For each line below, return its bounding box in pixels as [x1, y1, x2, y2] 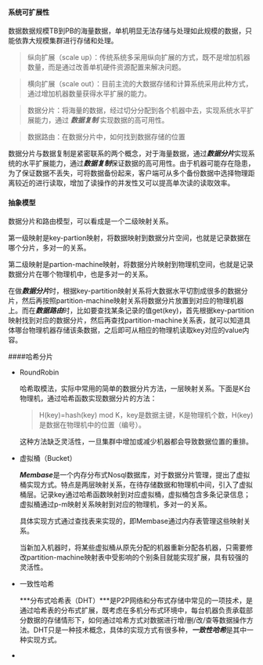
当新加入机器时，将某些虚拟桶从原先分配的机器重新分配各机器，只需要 [19, 543, 247, 553]
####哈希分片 [8, 352, 53, 361]
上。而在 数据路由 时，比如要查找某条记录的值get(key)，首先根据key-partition [8, 306, 254, 316]
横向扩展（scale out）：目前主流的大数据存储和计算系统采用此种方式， [27, 79, 253, 89]
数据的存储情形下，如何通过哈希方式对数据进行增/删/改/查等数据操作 [26, 616, 247, 625]
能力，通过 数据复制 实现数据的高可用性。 [34, 115, 169, 125]
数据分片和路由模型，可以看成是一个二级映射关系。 [8, 217, 173, 226]
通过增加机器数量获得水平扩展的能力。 [27, 89, 151, 98]
